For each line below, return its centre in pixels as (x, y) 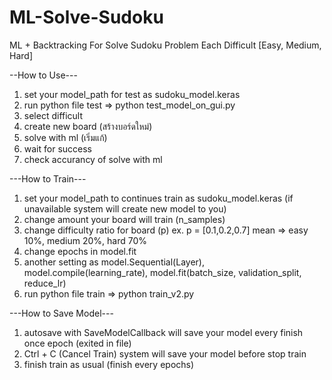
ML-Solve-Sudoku (86, 17)
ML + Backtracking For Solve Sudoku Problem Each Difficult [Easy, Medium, (165, 45)
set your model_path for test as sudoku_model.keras (132, 94)
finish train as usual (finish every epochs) (109, 364)
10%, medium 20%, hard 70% (85, 240)
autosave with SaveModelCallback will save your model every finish (163, 332)
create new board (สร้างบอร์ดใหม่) (88, 126)
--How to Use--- (43, 75)
